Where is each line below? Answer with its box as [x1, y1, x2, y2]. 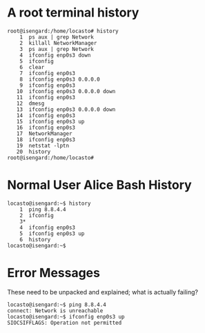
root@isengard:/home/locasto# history [7, 28, 119, 34]
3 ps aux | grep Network [19, 46, 95, 52]
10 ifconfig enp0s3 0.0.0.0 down [16, 88, 116, 94]
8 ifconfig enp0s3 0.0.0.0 [19, 76, 100, 83]
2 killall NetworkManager [19, 39, 97, 46]
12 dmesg [16, 100, 45, 107]
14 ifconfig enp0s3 [16, 112, 76, 119]
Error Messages [7, 265, 100, 281]
